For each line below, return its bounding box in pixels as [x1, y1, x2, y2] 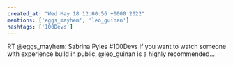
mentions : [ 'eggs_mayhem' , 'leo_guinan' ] [7, 17, 130, 24]
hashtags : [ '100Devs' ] [7, 23, 73, 30]
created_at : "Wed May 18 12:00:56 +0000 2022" [7, 10, 145, 17]
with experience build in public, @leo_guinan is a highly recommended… [7, 50, 215, 58]
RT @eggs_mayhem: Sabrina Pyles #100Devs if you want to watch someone [7, 43, 227, 51]
